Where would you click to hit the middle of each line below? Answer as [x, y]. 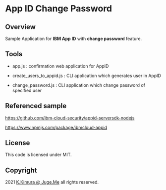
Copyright [21, 170]
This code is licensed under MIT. [38, 155]
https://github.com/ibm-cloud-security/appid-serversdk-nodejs [70, 118]
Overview [21, 27]
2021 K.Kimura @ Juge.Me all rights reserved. [52, 182]
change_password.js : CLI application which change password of [79, 85]
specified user [27, 90]
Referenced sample [36, 106]
